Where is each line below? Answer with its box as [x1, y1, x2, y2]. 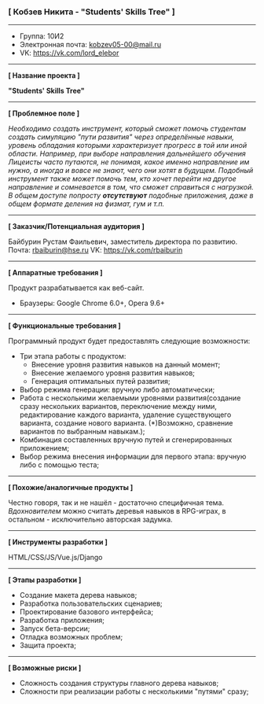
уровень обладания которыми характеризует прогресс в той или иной [8, 141, 247, 150]
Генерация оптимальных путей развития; [31, 377, 170, 386]
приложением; [19, 444, 69, 453]
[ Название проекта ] [8, 71, 80, 80]
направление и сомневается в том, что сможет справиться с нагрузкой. [8, 182, 254, 192]
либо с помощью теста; [19, 460, 100, 470]
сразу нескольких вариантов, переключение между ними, [19, 402, 218, 411]
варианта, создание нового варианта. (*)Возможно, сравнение [19, 418, 233, 428]
